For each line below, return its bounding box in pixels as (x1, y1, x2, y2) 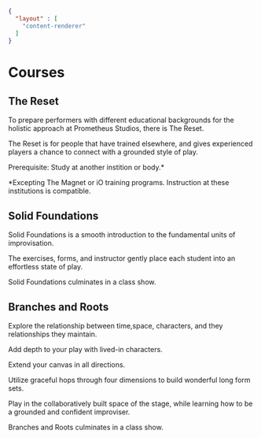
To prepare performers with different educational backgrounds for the (8, 115, 234, 125)
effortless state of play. (8, 262, 83, 272)
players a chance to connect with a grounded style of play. (8, 147, 199, 157)
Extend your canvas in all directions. (8, 360, 126, 369)
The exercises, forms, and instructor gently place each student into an (8, 254, 236, 263)
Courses (8, 63, 65, 81)
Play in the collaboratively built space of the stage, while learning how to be (8, 399, 253, 408)
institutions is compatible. (8, 186, 91, 196)
